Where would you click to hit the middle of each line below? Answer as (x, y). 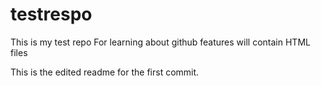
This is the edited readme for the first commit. (105, 72)
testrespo (51, 14)
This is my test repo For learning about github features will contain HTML (160, 42)
